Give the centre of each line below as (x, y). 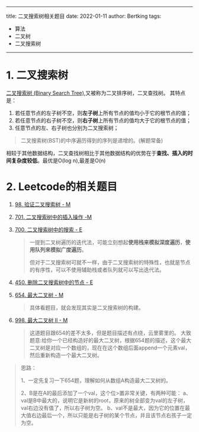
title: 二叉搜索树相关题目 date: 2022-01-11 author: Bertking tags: (84, 16)
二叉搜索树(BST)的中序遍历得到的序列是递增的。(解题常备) (92, 140)
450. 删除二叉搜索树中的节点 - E (54, 282)
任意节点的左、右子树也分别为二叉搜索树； (67, 128)
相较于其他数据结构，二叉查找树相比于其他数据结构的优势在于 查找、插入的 (97, 153)
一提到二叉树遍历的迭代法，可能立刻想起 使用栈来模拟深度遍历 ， (107, 242)
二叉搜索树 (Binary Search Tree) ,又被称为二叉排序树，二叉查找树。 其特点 (96, 93)
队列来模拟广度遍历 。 (61, 250)
